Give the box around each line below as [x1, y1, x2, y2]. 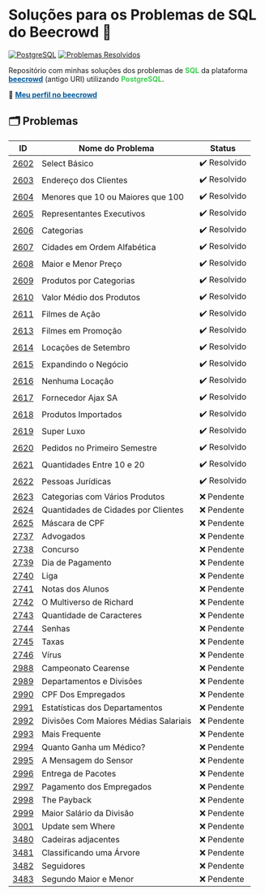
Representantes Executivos [41, 209, 146, 220]
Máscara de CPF [41, 517, 105, 528]
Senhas [41, 622, 71, 634]
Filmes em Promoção [41, 325, 122, 337]
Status [210, 142, 237, 153]
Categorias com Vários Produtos [41, 491, 165, 502]
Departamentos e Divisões [41, 675, 143, 686]
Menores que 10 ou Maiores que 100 [41, 191, 185, 203]
